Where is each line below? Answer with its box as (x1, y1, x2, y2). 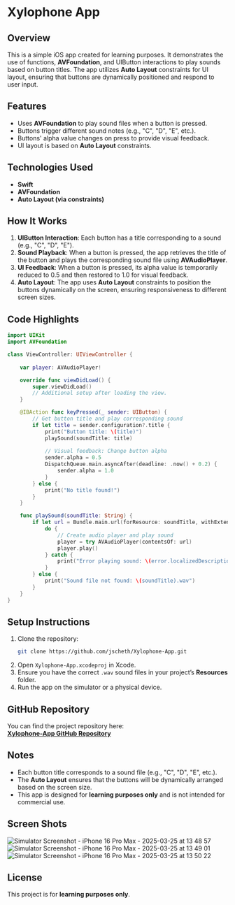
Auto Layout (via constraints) (17, 195, 105, 203)
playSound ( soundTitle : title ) (44, 435, 133, 442)
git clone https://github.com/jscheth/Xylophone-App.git (17, 648, 187, 656)
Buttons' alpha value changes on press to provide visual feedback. (17, 133, 210, 142)
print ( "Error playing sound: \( (57, 558, 152, 565)
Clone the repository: (17, 635, 79, 643)
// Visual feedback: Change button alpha (44, 448, 168, 455)
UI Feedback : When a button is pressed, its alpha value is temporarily (17, 263, 218, 272)
